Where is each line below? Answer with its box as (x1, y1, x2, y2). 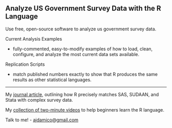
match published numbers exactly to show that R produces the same (12, 71, 158, 77)
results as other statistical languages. (12, 77, 92, 83)
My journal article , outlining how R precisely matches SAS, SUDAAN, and (5, 91, 159, 97)
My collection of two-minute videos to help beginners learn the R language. (5, 106, 165, 113)
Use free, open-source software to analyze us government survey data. (5, 26, 157, 32)
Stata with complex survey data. (5, 97, 73, 103)
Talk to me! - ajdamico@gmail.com (5, 117, 78, 123)
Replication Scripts (5, 61, 45, 67)
